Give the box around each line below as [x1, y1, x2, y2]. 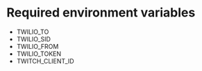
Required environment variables [6, 5, 196, 21]
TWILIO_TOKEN [16, 50, 62, 58]
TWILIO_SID [16, 34, 51, 43]
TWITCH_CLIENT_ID [16, 57, 74, 65]
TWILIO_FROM [16, 42, 59, 50]
